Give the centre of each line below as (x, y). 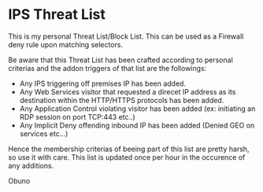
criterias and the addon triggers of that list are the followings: (107, 68)
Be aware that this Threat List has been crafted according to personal (121, 60)
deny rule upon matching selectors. (66, 44)
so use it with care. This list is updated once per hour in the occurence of (127, 157)
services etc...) (44, 133)
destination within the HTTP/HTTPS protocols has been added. (122, 100)
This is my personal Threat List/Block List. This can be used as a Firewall (126, 36)
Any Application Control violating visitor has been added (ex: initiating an (137, 109)
